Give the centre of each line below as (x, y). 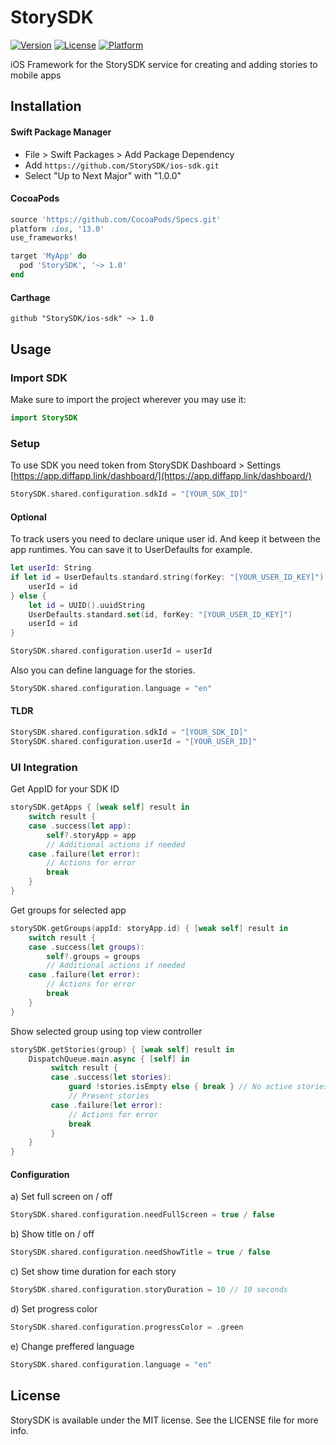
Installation (46, 106)
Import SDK (39, 378)
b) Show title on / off (52, 1234)
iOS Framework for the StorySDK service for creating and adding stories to (164, 64)
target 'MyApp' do (48, 256)
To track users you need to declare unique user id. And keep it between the (165, 539)
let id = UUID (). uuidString (86, 605)
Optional (28, 517)
